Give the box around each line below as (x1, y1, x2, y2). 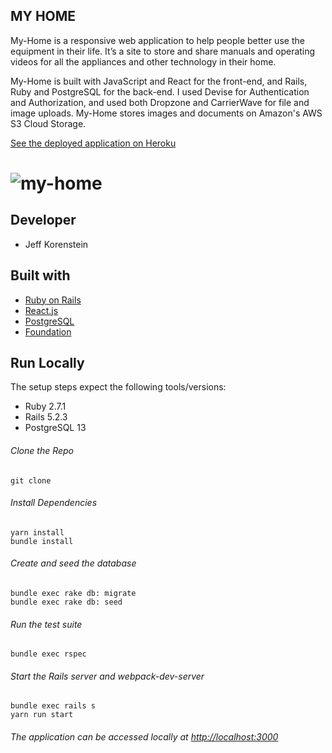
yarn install (10, 527, 65, 538)
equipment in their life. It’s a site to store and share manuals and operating (10, 45, 316, 57)
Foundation (24, 325, 72, 338)
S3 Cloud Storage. (10, 117, 87, 129)
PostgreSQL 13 (24, 422, 87, 434)
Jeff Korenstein (24, 238, 89, 250)
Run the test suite (10, 618, 83, 630)
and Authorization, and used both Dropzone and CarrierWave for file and (10, 96, 310, 108)
